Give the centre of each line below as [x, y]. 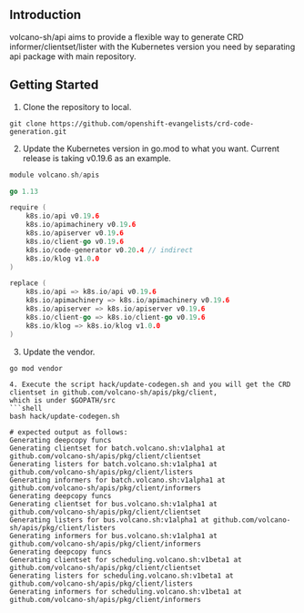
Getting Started [54, 85]
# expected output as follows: [69, 432]
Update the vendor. [59, 352]
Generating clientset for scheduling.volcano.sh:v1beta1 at [126, 559]
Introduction [46, 15]
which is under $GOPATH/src [63, 400]
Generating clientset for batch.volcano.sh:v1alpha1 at [117, 448]
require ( [28, 208]
